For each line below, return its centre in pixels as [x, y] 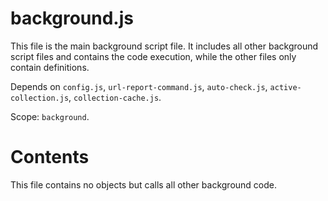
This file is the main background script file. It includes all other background [164, 46]
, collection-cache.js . [115, 97]
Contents [50, 157]
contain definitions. [50, 67]
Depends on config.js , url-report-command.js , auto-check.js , [139, 86]
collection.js [40, 98]
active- [285, 87]
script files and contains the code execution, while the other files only [153, 56]
